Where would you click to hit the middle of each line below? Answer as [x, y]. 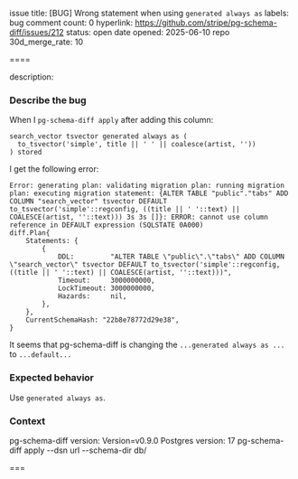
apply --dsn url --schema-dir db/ [85, 450]
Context [28, 421]
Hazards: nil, [92, 296]
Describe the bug [48, 100]
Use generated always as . [57, 398]
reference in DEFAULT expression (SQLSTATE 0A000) [107, 225]
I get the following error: [54, 169]
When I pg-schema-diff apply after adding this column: [112, 120]
